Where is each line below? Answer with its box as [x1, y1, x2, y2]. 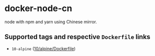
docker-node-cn [4, 3, 73, 14]
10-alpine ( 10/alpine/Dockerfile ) [11, 45, 76, 51]
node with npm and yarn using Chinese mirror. [4, 19, 97, 25]
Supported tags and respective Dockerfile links [4, 33, 151, 41]
